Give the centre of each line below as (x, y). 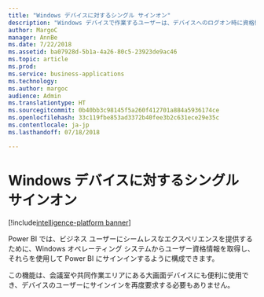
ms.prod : (22, 67)
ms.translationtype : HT (47, 103)
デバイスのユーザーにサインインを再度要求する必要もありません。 (128, 284)
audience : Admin (35, 96)
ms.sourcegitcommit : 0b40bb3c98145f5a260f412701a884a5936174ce (114, 111)
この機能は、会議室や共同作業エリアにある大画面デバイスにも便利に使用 (125, 275)
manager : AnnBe (33, 37)
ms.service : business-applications (66, 74)
